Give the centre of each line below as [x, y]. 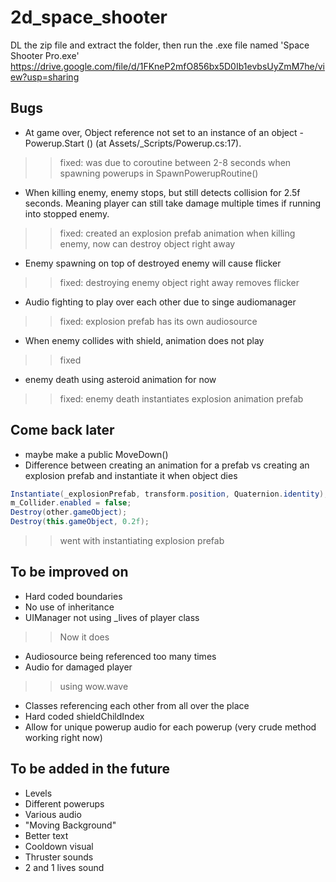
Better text [46, 835]
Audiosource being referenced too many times [120, 656]
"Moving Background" [70, 825]
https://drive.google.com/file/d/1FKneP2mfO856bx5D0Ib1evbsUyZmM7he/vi [167, 66]
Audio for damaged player [78, 667]
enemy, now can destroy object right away [147, 243]
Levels [38, 793]
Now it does [84, 637]
